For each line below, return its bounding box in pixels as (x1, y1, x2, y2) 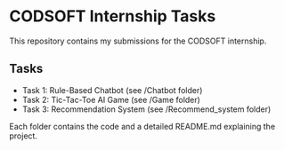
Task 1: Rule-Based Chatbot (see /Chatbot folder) (21, 84, 203, 95)
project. (9, 130, 38, 141)
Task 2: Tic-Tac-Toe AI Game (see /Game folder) (21, 94, 200, 105)
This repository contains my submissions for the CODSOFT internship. (9, 36, 267, 46)
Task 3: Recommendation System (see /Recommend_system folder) (21, 104, 272, 114)
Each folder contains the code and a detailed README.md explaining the (9, 121, 276, 131)
